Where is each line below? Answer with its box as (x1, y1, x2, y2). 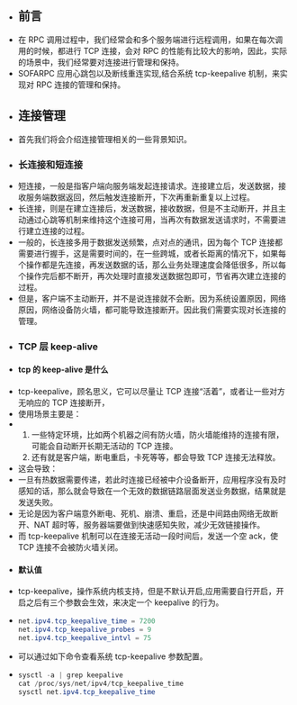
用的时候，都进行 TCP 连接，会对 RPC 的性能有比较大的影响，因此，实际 (17, 45, 288, 56)
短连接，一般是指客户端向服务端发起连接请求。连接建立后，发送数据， (17, 180, 279, 191)
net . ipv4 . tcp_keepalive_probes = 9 (17, 625, 152, 635)
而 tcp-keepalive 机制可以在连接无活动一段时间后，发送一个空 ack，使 (17, 530, 279, 542)
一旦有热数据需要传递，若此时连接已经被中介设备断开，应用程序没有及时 (17, 475, 286, 485)
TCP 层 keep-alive (17, 340, 99, 353)
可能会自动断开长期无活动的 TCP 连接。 (31, 440, 178, 452)
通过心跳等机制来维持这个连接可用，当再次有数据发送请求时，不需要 (25, 214, 279, 225)
